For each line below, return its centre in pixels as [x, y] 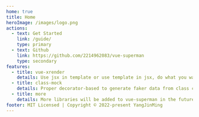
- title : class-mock [37, 83]
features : [18, 66]
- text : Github [30, 50]
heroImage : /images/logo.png [42, 22]
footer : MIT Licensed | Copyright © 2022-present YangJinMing [84, 105]
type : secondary [37, 61]
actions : [17, 28]
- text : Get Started [37, 34]
